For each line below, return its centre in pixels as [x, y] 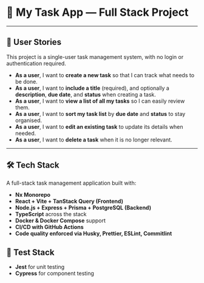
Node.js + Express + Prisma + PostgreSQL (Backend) [83, 207]
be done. [26, 81]
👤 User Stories [34, 42]
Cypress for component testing [54, 273]
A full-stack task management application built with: [71, 183]
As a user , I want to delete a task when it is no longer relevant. [93, 140]
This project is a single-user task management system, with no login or [95, 56]
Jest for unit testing [40, 267]
